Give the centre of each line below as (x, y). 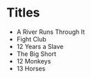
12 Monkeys (34, 61)
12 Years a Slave (40, 46)
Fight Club (31, 39)
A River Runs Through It (51, 32)
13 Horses (31, 68)
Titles (23, 13)
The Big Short (36, 54)
